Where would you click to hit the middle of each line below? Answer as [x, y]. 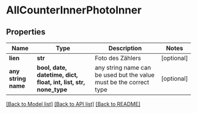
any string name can [123, 68]
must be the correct [122, 82]
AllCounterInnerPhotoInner [74, 10]
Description [125, 48]
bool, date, [52, 68]
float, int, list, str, [61, 82]
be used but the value [125, 75]
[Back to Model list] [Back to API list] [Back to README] [73, 104]
